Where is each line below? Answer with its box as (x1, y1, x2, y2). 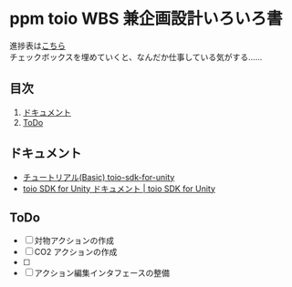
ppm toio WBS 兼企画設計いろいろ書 (9, 8, 283, 29)
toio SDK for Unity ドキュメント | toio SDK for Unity (22, 183, 216, 194)
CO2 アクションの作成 (34, 247, 118, 258)
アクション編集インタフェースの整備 (34, 268, 171, 279)
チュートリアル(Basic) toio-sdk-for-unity (22, 171, 175, 182)
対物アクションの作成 (34, 235, 115, 246)
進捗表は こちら (9, 40, 66, 51)
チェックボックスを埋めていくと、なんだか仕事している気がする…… (9, 51, 263, 62)
